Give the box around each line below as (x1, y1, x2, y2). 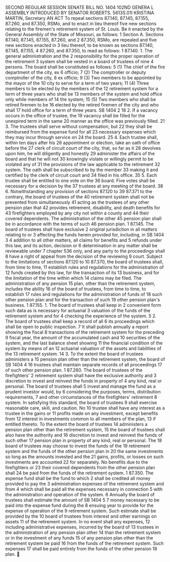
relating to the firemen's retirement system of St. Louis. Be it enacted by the (5, 26, 164, 32)
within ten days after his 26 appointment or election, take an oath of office (5, 140, 160, 146)
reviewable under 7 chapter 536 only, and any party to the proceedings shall (5, 248, 165, 254)
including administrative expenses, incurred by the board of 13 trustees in (5, 524, 159, 530)
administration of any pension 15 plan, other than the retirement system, (5, 280, 156, 286)
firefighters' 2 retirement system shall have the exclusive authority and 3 (5, 372, 157, 379)
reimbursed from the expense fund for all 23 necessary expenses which (5, 129, 156, 135)
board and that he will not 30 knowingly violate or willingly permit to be (5, 156, 154, 162)
